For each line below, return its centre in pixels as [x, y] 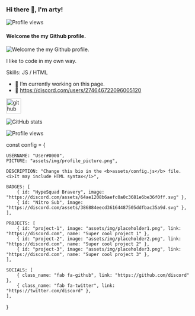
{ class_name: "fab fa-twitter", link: [66, 285]
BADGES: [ [18, 187]
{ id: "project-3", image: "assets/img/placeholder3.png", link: [99, 249]
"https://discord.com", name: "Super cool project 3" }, [78, 254]
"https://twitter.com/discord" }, [49, 290]
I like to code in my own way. [41, 61]
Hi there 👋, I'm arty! [35, 10]
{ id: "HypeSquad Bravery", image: [61, 192]
